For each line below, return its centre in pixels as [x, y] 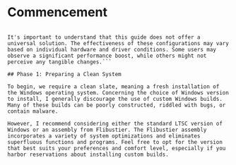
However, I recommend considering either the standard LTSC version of [115, 123]
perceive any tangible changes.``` [60, 62]
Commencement [58, 12]
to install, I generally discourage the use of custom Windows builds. [115, 99]
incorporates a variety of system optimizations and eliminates [104, 136]
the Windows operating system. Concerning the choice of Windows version [118, 92]
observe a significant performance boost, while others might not [107, 56]
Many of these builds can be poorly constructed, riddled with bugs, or [117, 105]
